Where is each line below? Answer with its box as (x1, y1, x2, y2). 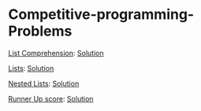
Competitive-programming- (8, 6, 195, 24)
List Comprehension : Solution (8, 48, 104, 57)
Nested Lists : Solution (8, 79, 80, 88)
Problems (8, 22, 73, 40)
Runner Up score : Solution (8, 94, 94, 103)
